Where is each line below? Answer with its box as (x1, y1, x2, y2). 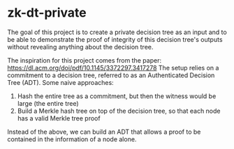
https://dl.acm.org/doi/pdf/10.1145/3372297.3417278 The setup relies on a (7, 63, 219, 72)
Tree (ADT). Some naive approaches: (7, 78, 114, 86)
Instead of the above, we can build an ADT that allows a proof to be (7, 127, 201, 136)
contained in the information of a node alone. (7, 134, 137, 143)
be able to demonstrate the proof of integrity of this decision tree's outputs (7, 35, 223, 43)
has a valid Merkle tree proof (17, 113, 101, 123)
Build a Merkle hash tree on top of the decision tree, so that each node (17, 107, 221, 115)
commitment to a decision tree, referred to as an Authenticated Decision (7, 71, 215, 79)
